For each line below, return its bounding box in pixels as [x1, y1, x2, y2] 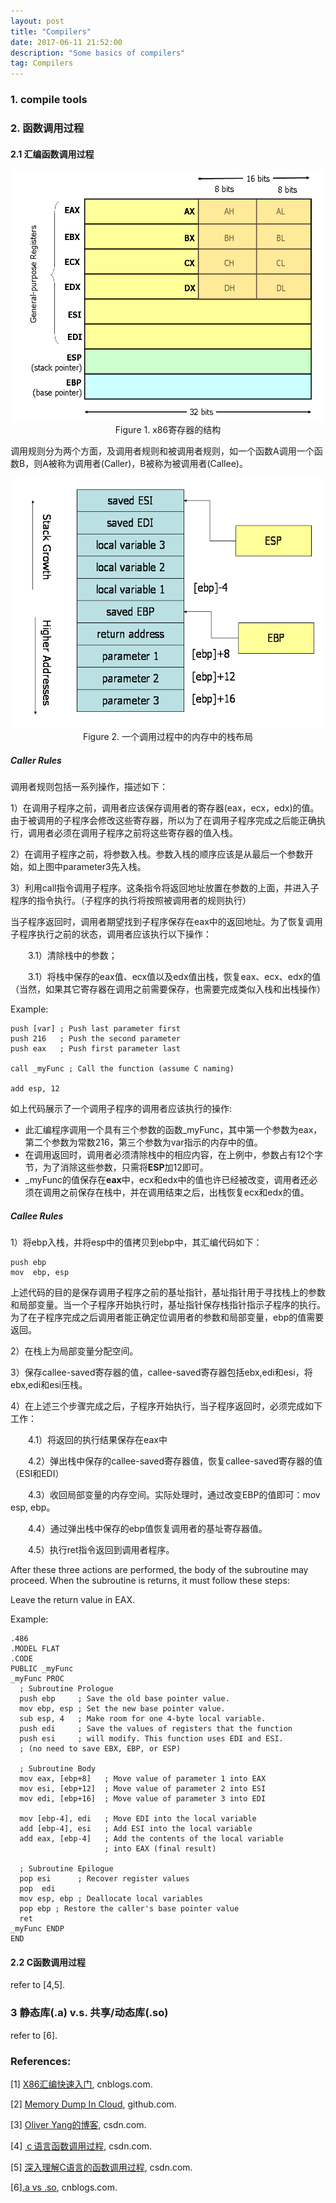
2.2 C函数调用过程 [10, 1956, 86, 1968]
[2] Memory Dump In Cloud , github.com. [10, 2098, 177, 2110]
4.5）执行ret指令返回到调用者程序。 [27, 1544, 175, 1556]
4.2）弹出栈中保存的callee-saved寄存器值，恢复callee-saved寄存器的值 [27, 1455, 323, 1467]
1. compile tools [10, 93, 88, 107]
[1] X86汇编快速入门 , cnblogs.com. [10, 2078, 153, 2090]
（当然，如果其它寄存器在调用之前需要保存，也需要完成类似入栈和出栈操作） [10, 983, 326, 995]
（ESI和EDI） [10, 1468, 65, 1480]
